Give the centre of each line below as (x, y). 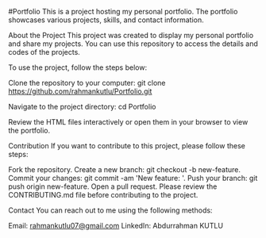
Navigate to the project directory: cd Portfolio (82, 107)
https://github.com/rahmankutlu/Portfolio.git (80, 91)
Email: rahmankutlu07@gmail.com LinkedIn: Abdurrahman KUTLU (116, 226)
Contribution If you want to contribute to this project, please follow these (127, 146)
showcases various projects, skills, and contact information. (106, 20)
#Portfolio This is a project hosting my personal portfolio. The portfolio (123, 12)
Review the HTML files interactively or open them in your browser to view (128, 122)
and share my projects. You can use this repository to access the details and (133, 44)
